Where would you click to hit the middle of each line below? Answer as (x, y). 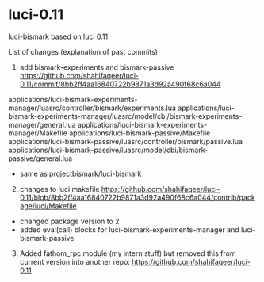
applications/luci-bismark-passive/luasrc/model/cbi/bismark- (108, 150)
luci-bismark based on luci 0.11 (58, 36)
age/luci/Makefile (48, 206)
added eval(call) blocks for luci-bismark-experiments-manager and (129, 229)
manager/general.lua (42, 124)
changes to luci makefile (59, 189)
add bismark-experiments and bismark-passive (97, 67)
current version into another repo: (75, 261)
